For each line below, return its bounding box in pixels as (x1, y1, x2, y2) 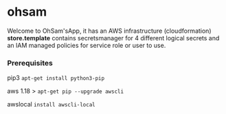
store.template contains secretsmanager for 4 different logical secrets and (7, 33, 220, 42)
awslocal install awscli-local (7, 100, 96, 109)
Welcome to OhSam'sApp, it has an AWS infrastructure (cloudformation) (7, 27, 212, 35)
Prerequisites (7, 58, 53, 68)
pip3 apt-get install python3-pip (7, 74, 105, 82)
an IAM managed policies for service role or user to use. (7, 41, 166, 49)
